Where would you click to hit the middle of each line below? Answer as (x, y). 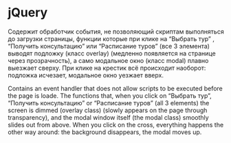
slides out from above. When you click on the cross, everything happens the (116, 125)
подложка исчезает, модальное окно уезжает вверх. (86, 75)
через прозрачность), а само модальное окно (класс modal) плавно (108, 60)
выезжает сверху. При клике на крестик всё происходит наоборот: (107, 68)
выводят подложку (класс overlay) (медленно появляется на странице (112, 53)
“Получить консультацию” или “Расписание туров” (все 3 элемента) (109, 46)
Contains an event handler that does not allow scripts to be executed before (115, 88)
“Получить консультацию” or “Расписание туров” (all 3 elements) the (109, 103)
